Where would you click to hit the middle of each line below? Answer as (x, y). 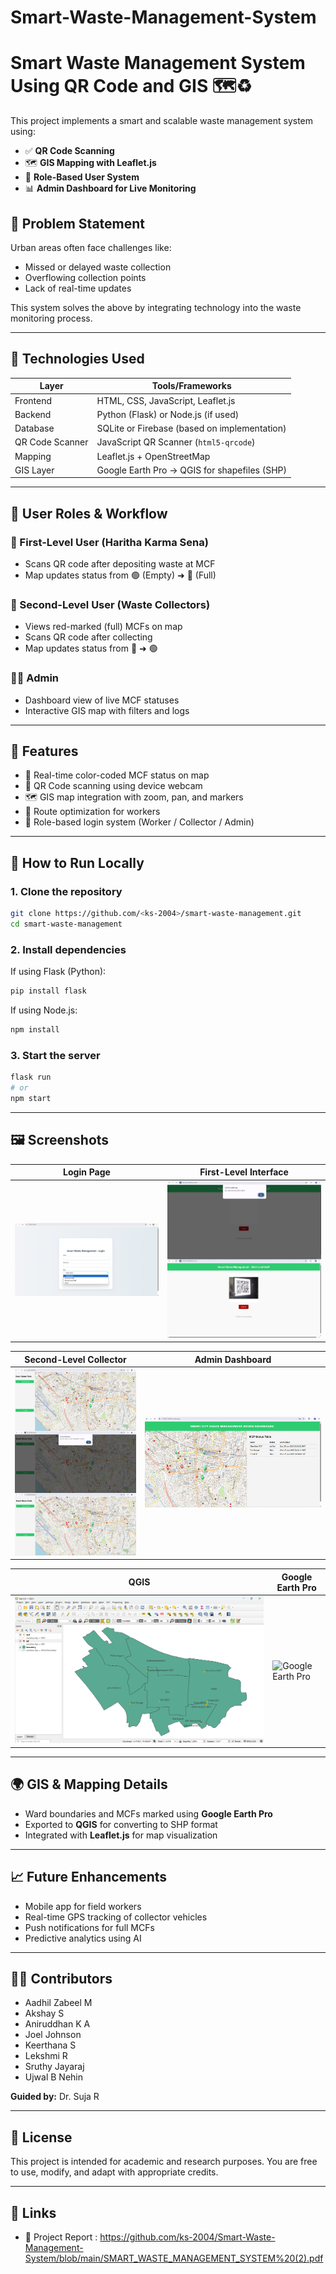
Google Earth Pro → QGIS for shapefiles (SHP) (191, 470)
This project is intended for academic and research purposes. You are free (164, 2162)
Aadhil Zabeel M (58, 2003)
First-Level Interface (244, 1172)
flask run (31, 1077)
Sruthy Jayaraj (54, 2067)
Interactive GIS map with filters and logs (107, 710)
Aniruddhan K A (57, 2024)
